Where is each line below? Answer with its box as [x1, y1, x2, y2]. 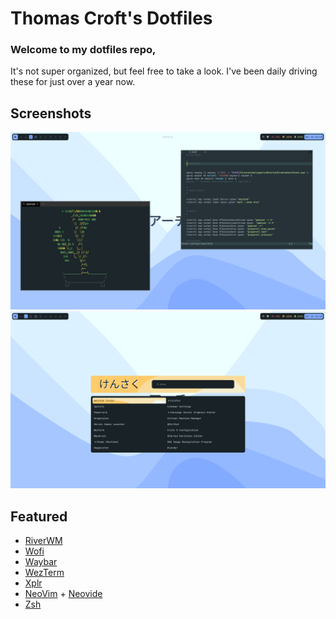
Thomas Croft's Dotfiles [10, 7, 213, 30]
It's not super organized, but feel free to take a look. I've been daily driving [10, 65, 318, 77]
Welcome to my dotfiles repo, [10, 43, 157, 57]
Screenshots [10, 105, 92, 122]
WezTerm [24, 567, 65, 579]
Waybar [24, 556, 58, 568]
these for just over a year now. [10, 76, 136, 88]
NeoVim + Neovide [24, 588, 103, 600]
